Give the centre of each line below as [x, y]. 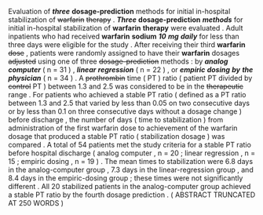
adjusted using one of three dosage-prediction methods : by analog [118, 61]
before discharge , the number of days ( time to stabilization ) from [116, 120]
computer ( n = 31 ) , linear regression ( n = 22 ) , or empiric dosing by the [131, 69]
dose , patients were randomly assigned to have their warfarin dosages [124, 53]
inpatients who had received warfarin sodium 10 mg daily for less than [124, 36]
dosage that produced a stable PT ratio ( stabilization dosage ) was [117, 136]
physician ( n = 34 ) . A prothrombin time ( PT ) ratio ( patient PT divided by [130, 78]
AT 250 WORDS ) [36, 203]
